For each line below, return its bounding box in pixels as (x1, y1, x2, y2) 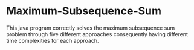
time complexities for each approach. (6, 37, 99, 44)
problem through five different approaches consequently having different (6, 30, 189, 37)
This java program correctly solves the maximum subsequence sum (6, 24, 175, 31)
